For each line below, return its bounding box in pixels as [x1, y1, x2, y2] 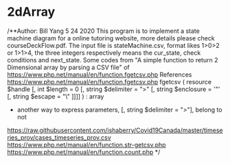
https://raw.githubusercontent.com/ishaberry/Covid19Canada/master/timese [7, 126, 223, 134]
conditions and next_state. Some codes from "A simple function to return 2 [7, 55, 218, 64]
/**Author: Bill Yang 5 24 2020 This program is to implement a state [7, 27, 200, 35]
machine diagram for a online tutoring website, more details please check [7, 34, 215, 42]
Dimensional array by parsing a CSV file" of [7, 63, 130, 71]
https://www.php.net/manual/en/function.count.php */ [7, 148, 161, 156]
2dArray [7, 4, 56, 20]
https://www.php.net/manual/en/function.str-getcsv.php [7, 140, 166, 149]
